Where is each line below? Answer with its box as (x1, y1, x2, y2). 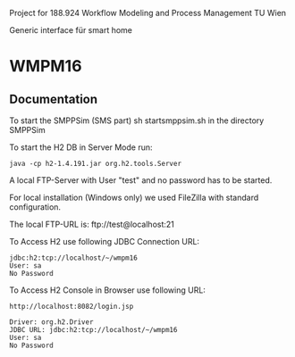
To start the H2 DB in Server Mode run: (9, 142, 153, 153)
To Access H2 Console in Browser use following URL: (9, 285, 206, 295)
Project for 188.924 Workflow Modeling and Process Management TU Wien (9, 8, 287, 18)
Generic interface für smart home (9, 25, 132, 35)
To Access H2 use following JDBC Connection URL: (9, 237, 199, 246)
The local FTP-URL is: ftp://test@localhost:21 (9, 219, 174, 229)
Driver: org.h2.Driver (9, 318, 94, 327)
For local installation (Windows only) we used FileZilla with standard (9, 192, 259, 203)
